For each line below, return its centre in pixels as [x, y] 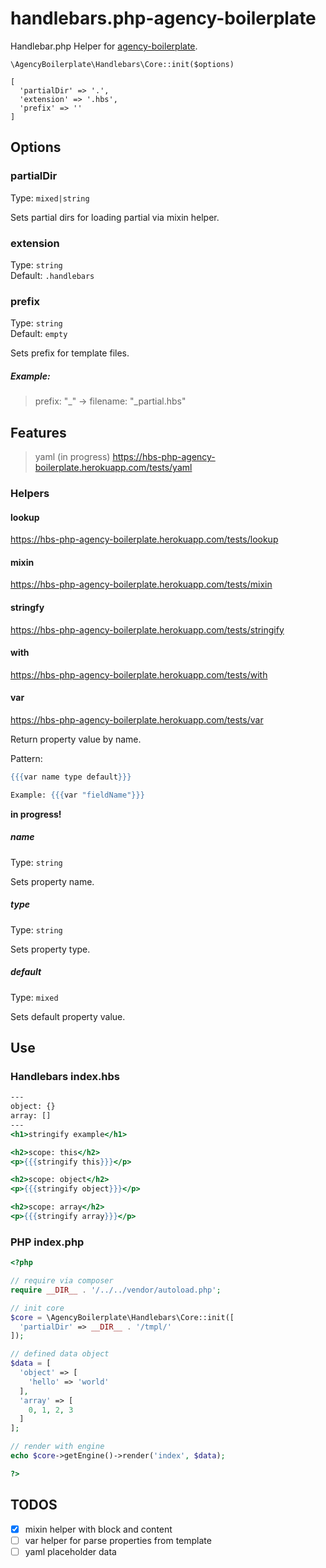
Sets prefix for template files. [70, 353]
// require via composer [62, 1281]
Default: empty [39, 334]
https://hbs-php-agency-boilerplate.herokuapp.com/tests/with [139, 674]
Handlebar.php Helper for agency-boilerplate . [104, 46]
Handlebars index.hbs [65, 1076]
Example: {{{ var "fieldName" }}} [77, 795]
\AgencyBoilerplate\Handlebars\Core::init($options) [122, 64]
